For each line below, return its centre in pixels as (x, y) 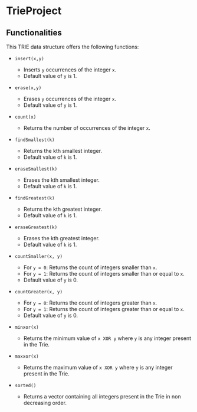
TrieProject (34, 11)
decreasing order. (45, 403)
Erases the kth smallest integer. (62, 180)
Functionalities (34, 33)
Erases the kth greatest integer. (62, 238)
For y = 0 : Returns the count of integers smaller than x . (90, 267)
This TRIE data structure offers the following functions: (73, 47)
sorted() (25, 385)
